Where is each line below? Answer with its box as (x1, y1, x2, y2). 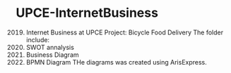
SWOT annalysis (25, 43, 74, 51)
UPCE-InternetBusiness (16, 5, 159, 21)
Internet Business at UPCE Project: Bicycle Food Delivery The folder (25, 28, 224, 36)
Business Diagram (25, 51, 79, 59)
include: (25, 35, 49, 44)
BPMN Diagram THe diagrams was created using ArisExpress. (25, 58, 208, 66)
